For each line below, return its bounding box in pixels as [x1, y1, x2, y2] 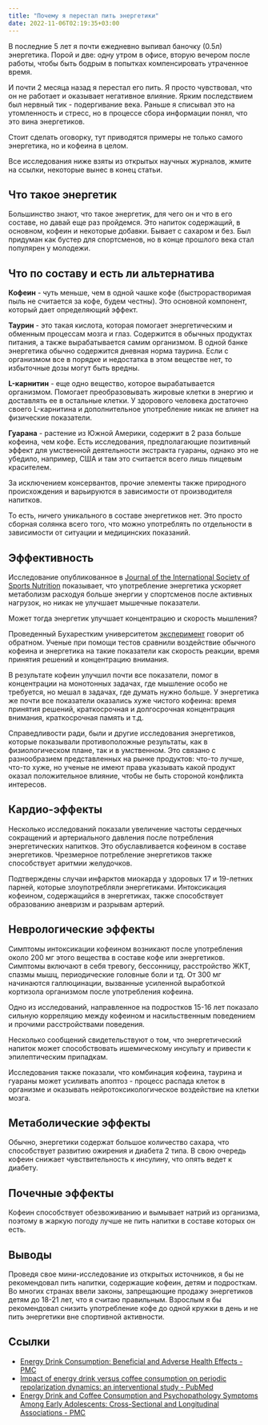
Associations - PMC [19, 1407, 86, 1417]
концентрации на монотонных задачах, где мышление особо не [8, 678, 228, 688]
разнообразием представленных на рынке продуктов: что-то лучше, [8, 754, 245, 763]
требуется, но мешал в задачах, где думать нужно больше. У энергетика [8, 687, 260, 697]
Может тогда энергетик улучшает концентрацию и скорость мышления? [8, 613, 258, 623]
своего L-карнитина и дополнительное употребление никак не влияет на [8, 405, 259, 414]
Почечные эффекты [8, 1186, 114, 1200]
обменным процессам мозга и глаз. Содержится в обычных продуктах [8, 329, 253, 339]
